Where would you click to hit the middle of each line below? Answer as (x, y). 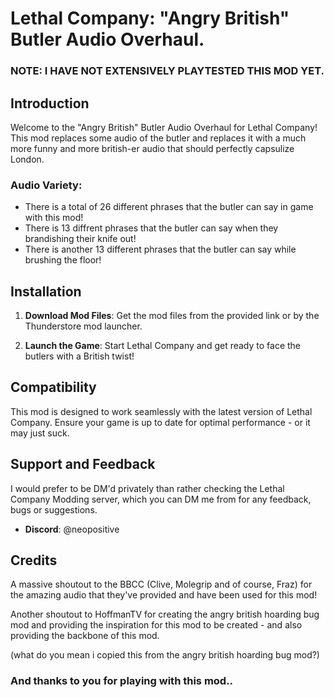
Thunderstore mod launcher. (83, 326)
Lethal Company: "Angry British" (150, 18)
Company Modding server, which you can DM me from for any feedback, (161, 499)
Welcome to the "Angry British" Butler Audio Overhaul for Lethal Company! (164, 127)
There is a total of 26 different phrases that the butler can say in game (169, 207)
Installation (46, 291)
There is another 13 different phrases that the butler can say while (160, 249)
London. (27, 159)
